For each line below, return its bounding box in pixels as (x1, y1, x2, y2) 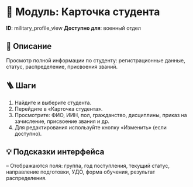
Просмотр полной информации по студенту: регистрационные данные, (6, 57, 185, 63)
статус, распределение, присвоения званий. (6, 63, 118, 70)
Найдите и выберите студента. (14, 99, 92, 106)
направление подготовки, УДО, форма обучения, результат (6, 168, 156, 175)
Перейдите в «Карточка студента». (14, 105, 103, 112)
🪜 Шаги (6, 81, 36, 91)
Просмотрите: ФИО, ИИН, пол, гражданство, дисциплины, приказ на (14, 111, 187, 118)
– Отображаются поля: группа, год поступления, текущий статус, (6, 163, 170, 170)
